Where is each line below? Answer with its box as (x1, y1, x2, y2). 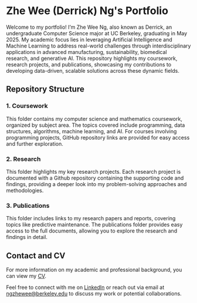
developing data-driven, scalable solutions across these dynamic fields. (6, 67, 180, 74)
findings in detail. (6, 234, 48, 241)
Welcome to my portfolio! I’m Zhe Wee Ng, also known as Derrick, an (6, 23, 172, 31)
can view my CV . (6, 272, 47, 280)
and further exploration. (6, 140, 63, 147)
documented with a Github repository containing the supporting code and (6, 174, 184, 181)
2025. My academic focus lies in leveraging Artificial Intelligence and (6, 36, 172, 43)
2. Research (6, 154, 41, 163)
